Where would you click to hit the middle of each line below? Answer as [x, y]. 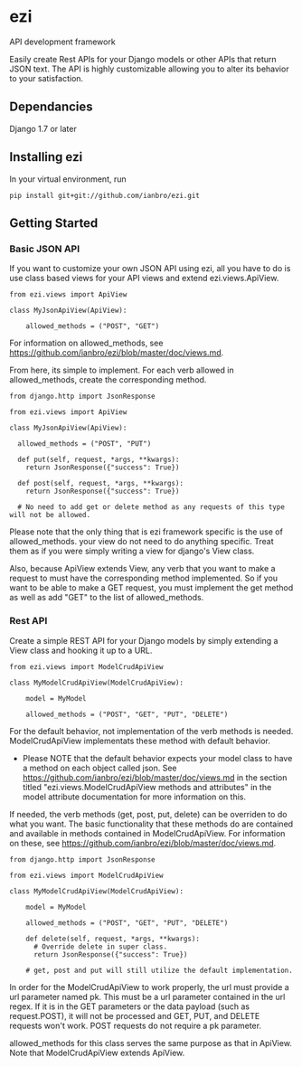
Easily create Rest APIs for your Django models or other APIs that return [143, 59]
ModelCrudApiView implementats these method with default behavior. [140, 741]
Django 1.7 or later [43, 128]
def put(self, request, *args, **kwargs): [99, 460]
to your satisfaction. [47, 78]
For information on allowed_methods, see [86, 343]
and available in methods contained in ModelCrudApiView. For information [147, 833]
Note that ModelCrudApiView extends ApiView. [97, 1053]
